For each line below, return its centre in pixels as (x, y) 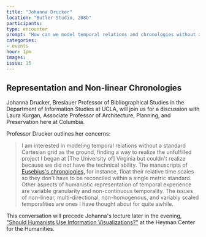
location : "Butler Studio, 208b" (49, 18)
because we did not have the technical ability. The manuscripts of (105, 165)
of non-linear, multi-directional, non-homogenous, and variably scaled (110, 198)
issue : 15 (19, 63)
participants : (25, 23)
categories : (21, 40)
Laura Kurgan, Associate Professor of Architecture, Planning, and (89, 115)
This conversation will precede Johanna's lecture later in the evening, (94, 216)
